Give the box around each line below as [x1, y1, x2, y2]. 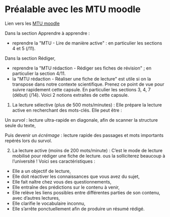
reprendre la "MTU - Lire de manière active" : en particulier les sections [12, 40, 162, 46]
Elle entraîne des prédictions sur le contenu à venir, [12, 184, 120, 190]
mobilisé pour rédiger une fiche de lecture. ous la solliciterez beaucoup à [12, 153, 165, 159]
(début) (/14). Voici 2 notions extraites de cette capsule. [12, 92, 129, 98]
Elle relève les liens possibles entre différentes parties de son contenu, [12, 189, 161, 196]
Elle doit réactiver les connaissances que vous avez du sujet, [12, 173, 140, 179]
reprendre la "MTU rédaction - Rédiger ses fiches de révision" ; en [12, 65, 152, 71]
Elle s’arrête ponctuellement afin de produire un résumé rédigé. [12, 205, 145, 211]
